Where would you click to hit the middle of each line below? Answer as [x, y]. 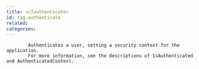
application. [23, 51]
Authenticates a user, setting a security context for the [104, 45]
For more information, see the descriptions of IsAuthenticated [111, 56]
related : [17, 23]
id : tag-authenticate [34, 18]
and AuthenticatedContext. [40, 61]
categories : [21, 29]
